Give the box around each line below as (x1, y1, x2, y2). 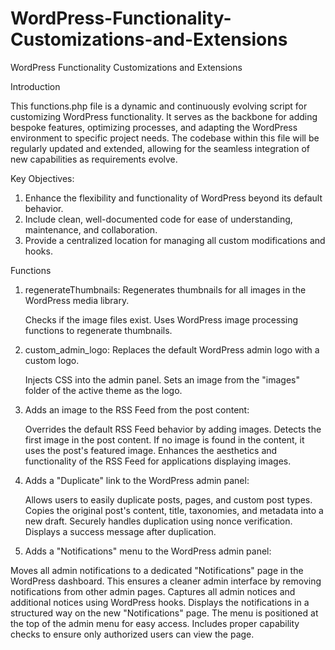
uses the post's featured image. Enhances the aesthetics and (24, 444, 278, 456)
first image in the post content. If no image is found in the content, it (24, 433, 305, 446)
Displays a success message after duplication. (24, 525, 217, 537)
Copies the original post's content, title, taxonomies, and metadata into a (24, 504, 324, 516)
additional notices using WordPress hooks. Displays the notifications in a (10, 596, 310, 608)
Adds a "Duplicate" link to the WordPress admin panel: (24, 474, 250, 486)
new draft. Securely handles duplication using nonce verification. (24, 515, 293, 527)
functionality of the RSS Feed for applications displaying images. (24, 455, 292, 467)
